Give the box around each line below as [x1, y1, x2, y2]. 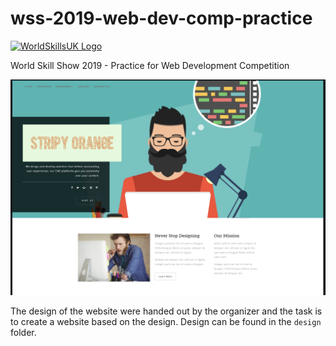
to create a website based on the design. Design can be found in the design [10, 315, 322, 327]
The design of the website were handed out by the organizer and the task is [10, 305, 323, 317]
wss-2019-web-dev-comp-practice [10, 7, 313, 30]
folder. [10, 326, 37, 338]
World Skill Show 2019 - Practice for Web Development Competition [10, 59, 290, 71]
